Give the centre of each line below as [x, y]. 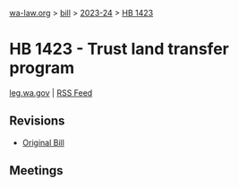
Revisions [37, 121]
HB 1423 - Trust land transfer [119, 49]
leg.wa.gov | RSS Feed [51, 92]
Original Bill [43, 142]
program [42, 68]
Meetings [37, 170]
